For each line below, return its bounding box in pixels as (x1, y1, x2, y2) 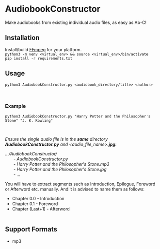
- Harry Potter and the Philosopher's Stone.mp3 (14, 161, 110, 167)
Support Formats (5, 225, 57, 233)
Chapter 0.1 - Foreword (12, 201, 58, 207)
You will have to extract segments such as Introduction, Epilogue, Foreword (5, 181, 156, 187)
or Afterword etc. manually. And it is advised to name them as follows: (5, 186, 144, 192)
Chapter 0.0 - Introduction (12, 195, 64, 201)
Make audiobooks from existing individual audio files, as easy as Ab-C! (5, 19, 147, 25)
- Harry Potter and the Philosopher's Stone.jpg (14, 166, 107, 172)
